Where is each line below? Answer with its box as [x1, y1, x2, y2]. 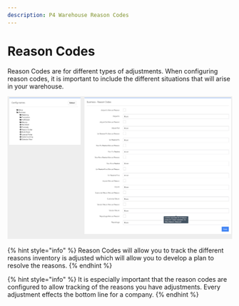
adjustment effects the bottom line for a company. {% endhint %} [7, 290, 200, 299]
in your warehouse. [7, 82, 64, 91]
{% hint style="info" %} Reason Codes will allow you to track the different [7, 246, 224, 255]
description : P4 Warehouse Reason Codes [7, 11, 130, 19]
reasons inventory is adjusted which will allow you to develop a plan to [7, 253, 214, 262]
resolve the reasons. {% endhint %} [7, 261, 113, 270]
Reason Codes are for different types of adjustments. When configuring [7, 66, 218, 75]
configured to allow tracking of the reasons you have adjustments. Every [7, 282, 221, 291]
